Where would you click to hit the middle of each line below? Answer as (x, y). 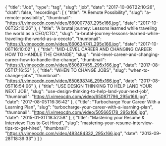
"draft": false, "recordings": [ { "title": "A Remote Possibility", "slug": (74, 12)
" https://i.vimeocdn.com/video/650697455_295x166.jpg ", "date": (71, 65)
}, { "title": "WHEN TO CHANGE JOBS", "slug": (80, 70)
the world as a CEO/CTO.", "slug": (39, 33)
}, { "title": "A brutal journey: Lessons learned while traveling (95, 28)
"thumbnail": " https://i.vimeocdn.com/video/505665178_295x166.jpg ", (77, 112)
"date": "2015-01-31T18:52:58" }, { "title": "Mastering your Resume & (75, 118)
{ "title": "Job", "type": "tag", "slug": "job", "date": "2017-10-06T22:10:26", (80, 7)
